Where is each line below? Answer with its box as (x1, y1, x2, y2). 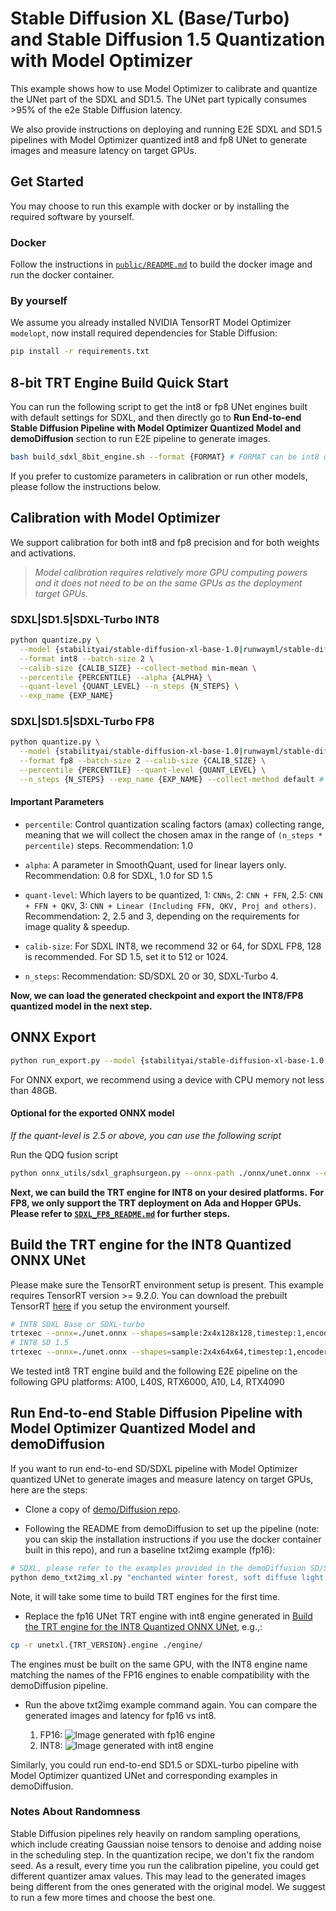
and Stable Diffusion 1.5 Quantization (10, 28, 326, 51)
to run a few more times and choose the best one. (10, 1891, 216, 1903)
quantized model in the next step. (10, 1000, 153, 1012)
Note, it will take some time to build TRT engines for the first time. (10, 1590, 281, 1602)
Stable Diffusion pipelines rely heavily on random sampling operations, (10, 1827, 302, 1839)
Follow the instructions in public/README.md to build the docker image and (10, 258, 313, 271)
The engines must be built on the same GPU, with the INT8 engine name (10, 1658, 308, 1670)
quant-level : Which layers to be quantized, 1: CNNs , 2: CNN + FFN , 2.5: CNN (24, 889, 323, 901)
